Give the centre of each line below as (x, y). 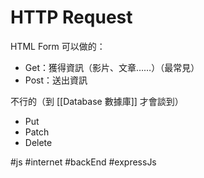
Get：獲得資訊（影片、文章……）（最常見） (112, 67)
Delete (38, 142)
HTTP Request (71, 17)
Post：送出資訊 (56, 80)
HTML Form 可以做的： (58, 46)
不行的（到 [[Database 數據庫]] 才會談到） (97, 101)
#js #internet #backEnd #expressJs (83, 162)
